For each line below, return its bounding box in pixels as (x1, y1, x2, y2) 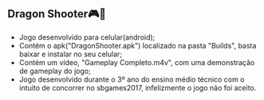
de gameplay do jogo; (18, 66, 91, 75)
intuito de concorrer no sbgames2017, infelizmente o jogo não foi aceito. (18, 83, 257, 92)
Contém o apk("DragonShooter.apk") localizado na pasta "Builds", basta (18, 40, 257, 50)
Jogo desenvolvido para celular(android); (18, 32, 156, 42)
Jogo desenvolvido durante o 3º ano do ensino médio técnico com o (18, 75, 245, 84)
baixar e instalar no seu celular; (18, 49, 123, 59)
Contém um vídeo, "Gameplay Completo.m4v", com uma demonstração (18, 57, 255, 67)
